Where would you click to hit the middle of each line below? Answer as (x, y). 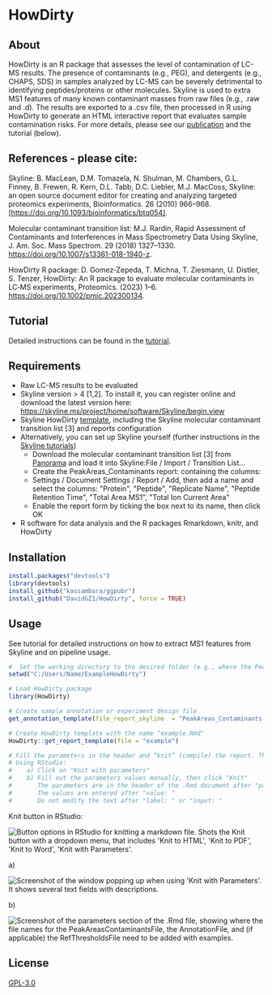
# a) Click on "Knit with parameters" (79, 771)
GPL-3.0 (22, 983)
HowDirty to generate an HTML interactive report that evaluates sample (127, 116)
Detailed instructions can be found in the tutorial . (90, 340)
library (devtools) (39, 584)
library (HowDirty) (39, 697)
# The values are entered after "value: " (92, 793)
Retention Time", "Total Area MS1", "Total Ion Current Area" (131, 497)
